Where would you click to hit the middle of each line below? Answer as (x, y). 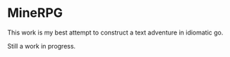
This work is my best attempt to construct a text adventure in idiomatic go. (115, 32)
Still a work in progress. (42, 46)
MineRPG (35, 13)
